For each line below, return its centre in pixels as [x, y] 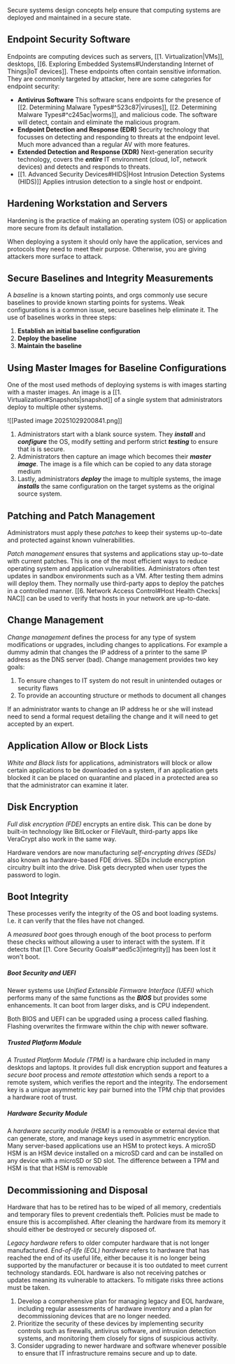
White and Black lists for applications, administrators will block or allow [109, 763]
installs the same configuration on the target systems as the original [116, 487]
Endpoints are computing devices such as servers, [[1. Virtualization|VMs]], [116, 56]
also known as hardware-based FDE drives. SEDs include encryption [106, 860]
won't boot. [24, 957]
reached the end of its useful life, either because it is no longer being [107, 1258]
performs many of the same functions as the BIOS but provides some [107, 998]
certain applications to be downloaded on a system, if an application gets [113, 770]
